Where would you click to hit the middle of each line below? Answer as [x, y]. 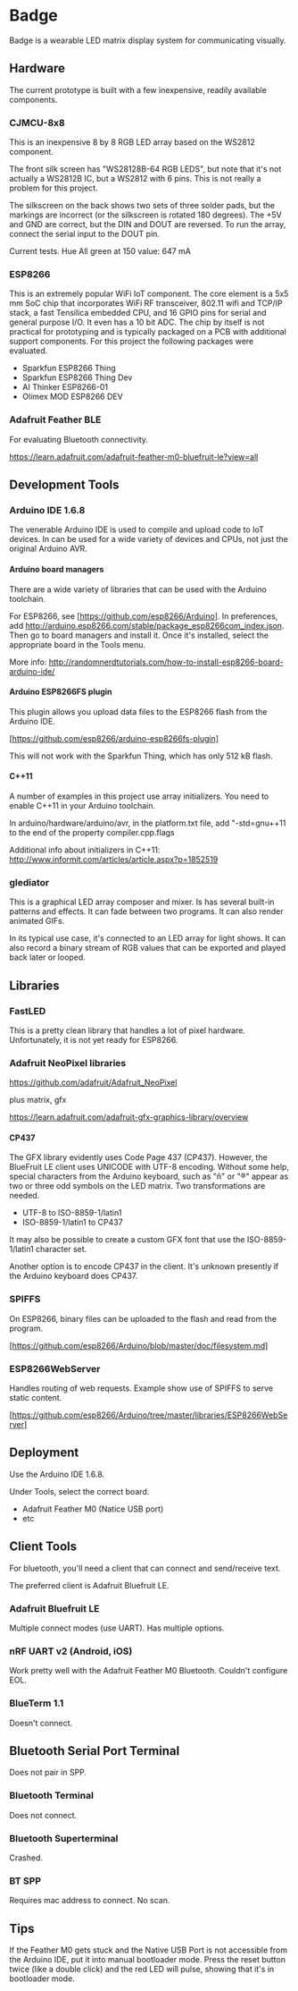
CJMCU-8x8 [37, 123]
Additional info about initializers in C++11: [85, 850]
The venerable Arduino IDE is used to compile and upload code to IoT [137, 530]
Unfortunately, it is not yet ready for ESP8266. [94, 1039]
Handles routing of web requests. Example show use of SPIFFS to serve [141, 1388]
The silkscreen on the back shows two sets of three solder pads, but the [142, 206]
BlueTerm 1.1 [37, 1703]
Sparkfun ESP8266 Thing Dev [77, 377]
